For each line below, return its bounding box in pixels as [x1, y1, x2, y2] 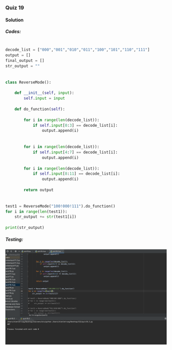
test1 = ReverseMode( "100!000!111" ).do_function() [5, 203, 116, 208]
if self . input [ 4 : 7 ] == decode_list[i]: [32, 150, 118, 155]
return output [24, 188, 54, 193]
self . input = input [24, 96, 66, 101]
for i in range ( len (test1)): [5, 209, 68, 214]
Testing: [5, 236, 24, 242]
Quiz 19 [5, 4, 25, 11]
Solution [5, 17, 24, 23]
